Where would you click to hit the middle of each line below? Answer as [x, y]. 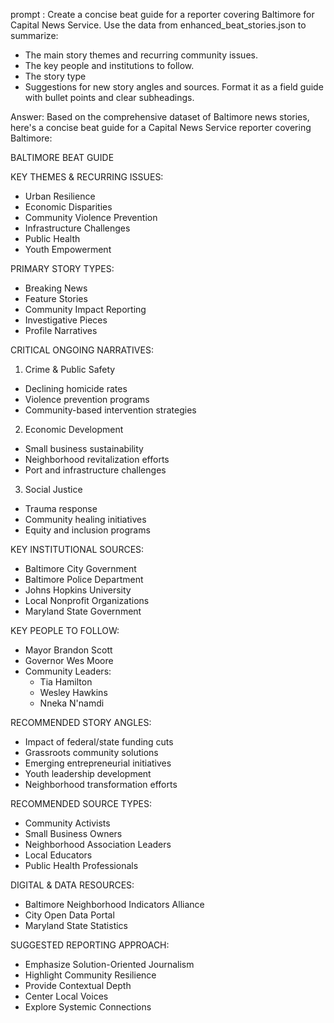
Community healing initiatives [85, 519]
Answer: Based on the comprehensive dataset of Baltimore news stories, [160, 117]
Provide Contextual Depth [78, 985]
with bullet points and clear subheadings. [109, 97]
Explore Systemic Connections [88, 1007]
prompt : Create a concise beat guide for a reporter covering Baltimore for [162, 14]
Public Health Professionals [81, 865]
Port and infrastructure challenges [95, 470]
